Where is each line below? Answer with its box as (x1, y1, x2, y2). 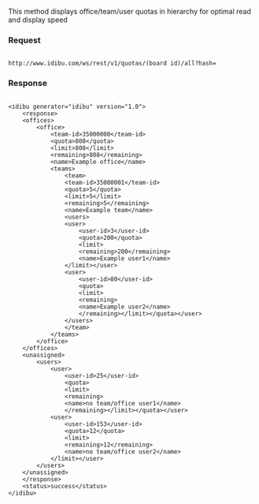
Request (8, 35, 41, 46)
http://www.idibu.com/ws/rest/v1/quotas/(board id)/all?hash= (8, 59, 216, 68)
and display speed (8, 15, 68, 24)
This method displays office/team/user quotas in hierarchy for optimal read (8, 7, 252, 16)
